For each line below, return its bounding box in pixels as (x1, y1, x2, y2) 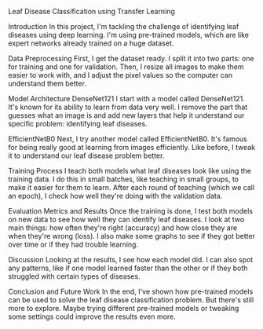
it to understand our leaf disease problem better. (8, 151, 165, 160)
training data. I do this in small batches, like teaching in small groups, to (8, 174, 239, 184)
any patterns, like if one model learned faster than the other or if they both (8, 263, 248, 272)
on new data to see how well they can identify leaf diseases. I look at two (8, 215, 245, 224)
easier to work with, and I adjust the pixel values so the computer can (8, 71, 233, 79)
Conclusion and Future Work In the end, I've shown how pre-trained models (8, 287, 254, 296)
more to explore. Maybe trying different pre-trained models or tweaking (8, 304, 239, 313)
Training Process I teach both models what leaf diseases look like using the (8, 166, 251, 175)
